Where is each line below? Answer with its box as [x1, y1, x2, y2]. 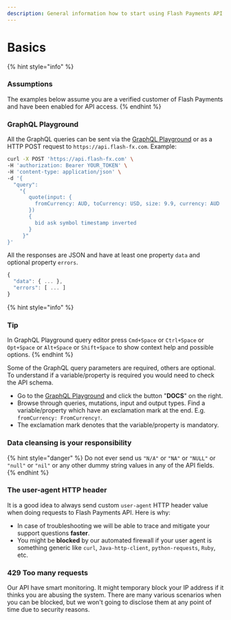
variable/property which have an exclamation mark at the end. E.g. [16, 406, 206, 415]
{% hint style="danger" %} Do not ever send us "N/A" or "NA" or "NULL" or [7, 454, 216, 462]
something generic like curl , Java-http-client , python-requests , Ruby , [16, 543, 216, 551]
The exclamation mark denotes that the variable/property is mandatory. [16, 421, 219, 429]
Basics [7, 39, 47, 55]
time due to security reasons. [7, 606, 91, 614]
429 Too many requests [7, 568, 88, 577]
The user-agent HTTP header [7, 485, 108, 495]
